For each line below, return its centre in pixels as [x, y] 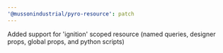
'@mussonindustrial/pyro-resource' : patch [71, 14]
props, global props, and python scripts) [66, 41]
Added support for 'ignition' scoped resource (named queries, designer [111, 34]
